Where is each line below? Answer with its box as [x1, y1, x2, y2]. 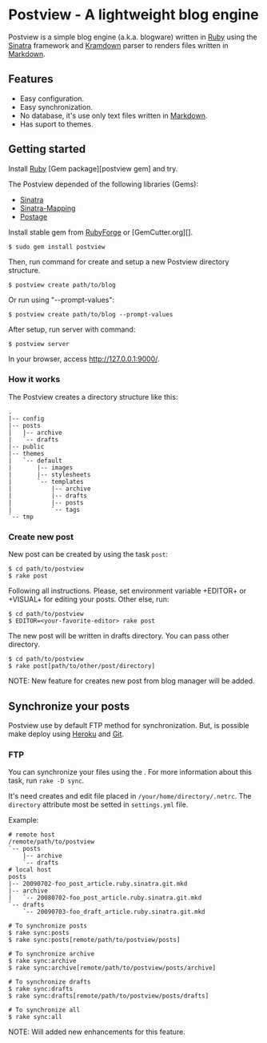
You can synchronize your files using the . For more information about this [8, 767, 252, 777]
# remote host [8, 831, 56, 839]
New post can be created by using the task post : [8, 550, 169, 559]
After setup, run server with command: [8, 324, 136, 334]
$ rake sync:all [8, 1013, 62, 1021]
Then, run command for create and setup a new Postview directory [8, 256, 229, 266]
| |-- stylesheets [8, 470, 91, 478]
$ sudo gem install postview [8, 243, 106, 251]
